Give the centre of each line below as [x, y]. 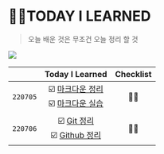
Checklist [133, 74]
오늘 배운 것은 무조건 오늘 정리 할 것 [83, 39]
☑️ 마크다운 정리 [76, 89]
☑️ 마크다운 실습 [76, 103]
